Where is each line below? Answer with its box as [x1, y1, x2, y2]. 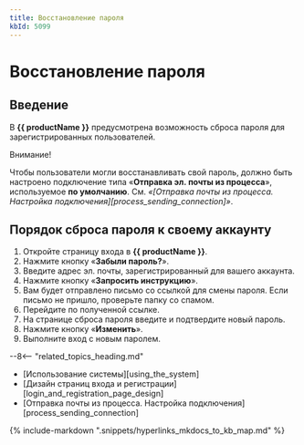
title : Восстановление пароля [9, 13, 125, 23]
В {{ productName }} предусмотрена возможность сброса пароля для [9, 121, 286, 132]
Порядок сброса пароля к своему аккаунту [9, 222, 272, 237]
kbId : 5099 [9, 22, 51, 31]
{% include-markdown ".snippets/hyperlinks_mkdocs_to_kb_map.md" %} [9, 425, 286, 436]
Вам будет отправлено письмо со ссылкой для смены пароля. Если [22, 285, 289, 296]
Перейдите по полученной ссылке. [22, 305, 160, 316]
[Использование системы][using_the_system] [22, 368, 200, 379]
